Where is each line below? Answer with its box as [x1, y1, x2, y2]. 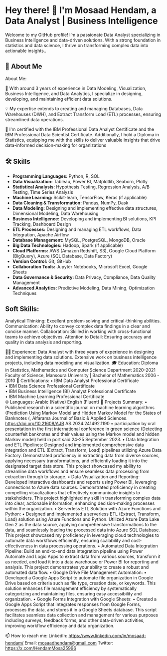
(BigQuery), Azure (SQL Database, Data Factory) [12, 253, 113, 259]
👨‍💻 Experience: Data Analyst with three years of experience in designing [5, 349, 155, 355]
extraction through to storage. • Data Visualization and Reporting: [5, 474, 140, 480]
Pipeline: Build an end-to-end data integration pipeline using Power [5, 548, 143, 554]
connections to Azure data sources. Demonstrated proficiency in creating [5, 484, 156, 490]
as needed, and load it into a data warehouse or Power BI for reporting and [5, 559, 159, 565]
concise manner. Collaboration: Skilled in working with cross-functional [5, 329, 152, 335]
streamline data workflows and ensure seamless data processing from [5, 468, 150, 475]
